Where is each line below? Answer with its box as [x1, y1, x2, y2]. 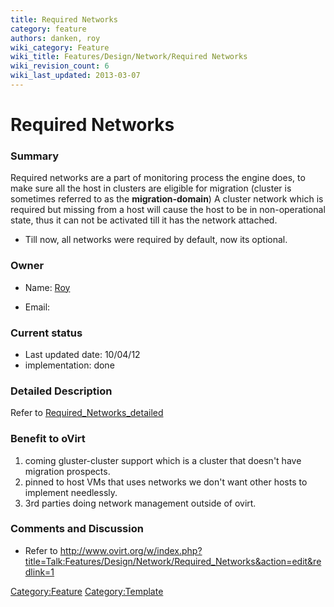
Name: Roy [24, 281, 71, 293]
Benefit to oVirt [10, 432, 86, 446]
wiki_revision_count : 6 [10, 61, 110, 71]
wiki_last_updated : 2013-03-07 [10, 71, 141, 81]
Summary [10, 149, 60, 163]
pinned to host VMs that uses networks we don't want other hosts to [24, 476, 308, 488]
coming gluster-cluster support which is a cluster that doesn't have [24, 454, 302, 466]
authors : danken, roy [10, 33, 101, 43]
